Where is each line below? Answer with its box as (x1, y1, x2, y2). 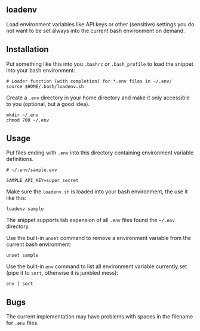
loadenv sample (6, 206, 44, 212)
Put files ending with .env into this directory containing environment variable (6, 149, 194, 156)
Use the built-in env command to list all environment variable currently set (6, 263, 187, 270)
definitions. (6, 156, 34, 163)
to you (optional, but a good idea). (6, 100, 90, 107)
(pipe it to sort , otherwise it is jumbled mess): (6, 269, 118, 277)
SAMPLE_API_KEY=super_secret (6, 178, 79, 184)
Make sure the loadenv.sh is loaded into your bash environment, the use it (6, 188, 188, 195)
